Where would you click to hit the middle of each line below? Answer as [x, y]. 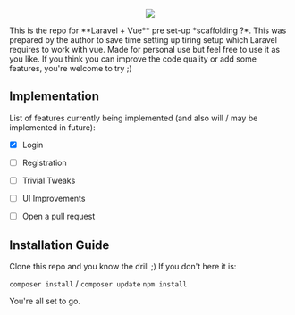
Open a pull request [59, 216]
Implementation [55, 97]
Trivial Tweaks [49, 180]
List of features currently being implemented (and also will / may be [134, 118]
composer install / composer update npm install [98, 283]
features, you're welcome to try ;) [71, 68]
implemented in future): [52, 127]
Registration [44, 162]
